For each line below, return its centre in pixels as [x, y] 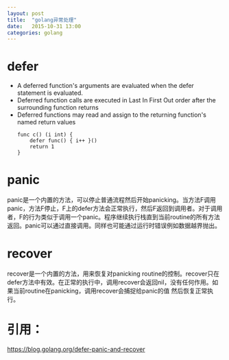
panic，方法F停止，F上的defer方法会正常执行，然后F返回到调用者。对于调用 [115, 209]
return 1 [42, 147]
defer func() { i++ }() [63, 141]
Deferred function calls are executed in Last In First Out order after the [116, 100]
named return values [46, 122]
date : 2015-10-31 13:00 [44, 26]
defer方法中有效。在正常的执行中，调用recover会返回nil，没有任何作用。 [110, 282]
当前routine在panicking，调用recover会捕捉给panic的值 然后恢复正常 [110, 291]
